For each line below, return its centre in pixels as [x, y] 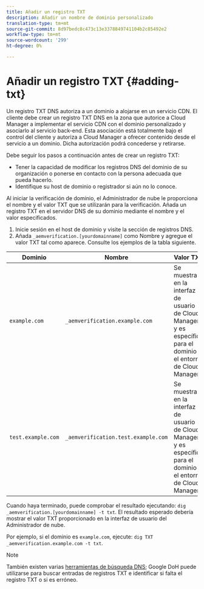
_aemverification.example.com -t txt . [55, 543]
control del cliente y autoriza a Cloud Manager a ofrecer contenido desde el [101, 137]
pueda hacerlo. [34, 179]
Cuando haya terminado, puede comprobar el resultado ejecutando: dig [96, 505]
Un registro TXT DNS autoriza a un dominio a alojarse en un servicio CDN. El [102, 111]
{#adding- [153, 81]
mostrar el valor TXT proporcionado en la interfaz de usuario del [87, 518]
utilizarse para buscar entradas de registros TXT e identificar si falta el [94, 573]
